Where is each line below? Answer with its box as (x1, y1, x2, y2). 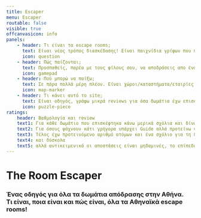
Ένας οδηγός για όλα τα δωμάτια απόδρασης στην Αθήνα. (6, 190, 184, 198)
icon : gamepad (22, 70, 58, 76)
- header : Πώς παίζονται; (17, 59, 82, 65)
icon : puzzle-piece (22, 103, 71, 110)
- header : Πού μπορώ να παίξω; (17, 76, 95, 82)
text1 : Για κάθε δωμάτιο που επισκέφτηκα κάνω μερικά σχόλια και (17, 121, 184, 127)
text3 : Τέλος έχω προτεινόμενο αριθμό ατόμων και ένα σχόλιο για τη (17, 132, 191, 138)
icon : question (22, 53, 60, 59)
